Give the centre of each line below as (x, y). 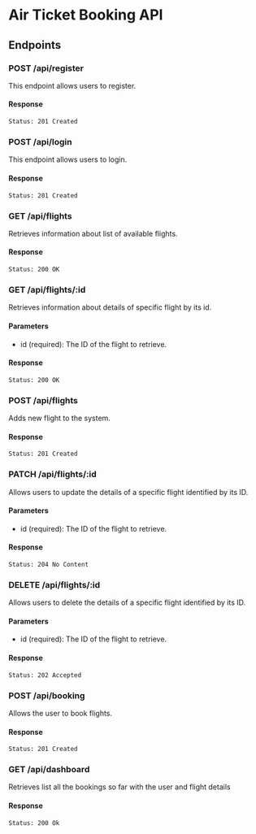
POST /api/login (40, 142)
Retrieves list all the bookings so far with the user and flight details (119, 787)
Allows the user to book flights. (60, 713)
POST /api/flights (43, 400)
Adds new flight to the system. (60, 418)
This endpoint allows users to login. (68, 159)
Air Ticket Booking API (86, 15)
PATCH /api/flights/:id (53, 475)
